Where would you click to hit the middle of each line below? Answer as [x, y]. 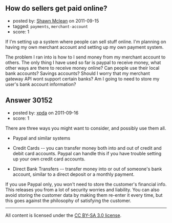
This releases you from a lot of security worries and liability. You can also [82, 190]
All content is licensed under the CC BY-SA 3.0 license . [63, 215]
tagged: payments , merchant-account [50, 26]
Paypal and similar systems [41, 138]
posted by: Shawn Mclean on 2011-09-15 [56, 21]
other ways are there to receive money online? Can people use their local [82, 68]
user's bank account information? [41, 84]
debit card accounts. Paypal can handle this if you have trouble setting [87, 153]
